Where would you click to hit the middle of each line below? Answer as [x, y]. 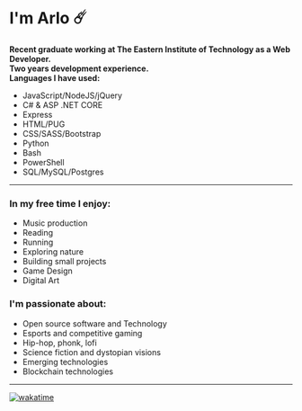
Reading [38, 233]
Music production [55, 223]
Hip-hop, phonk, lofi [59, 343]
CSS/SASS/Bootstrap [62, 133]
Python [36, 143]
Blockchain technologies [68, 371]
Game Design [48, 271]
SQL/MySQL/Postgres [63, 172]
